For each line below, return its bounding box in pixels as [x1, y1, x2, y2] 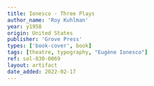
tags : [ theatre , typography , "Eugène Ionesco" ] [7, 49, 148, 56]
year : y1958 [7, 23, 42, 30]
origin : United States [7, 29, 73, 37]
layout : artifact [7, 62, 58, 69]
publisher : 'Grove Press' [7, 36, 82, 43]
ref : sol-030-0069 [7, 55, 61, 62]
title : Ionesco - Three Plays [7, 10, 95, 17]
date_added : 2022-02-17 [7, 68, 77, 75]
